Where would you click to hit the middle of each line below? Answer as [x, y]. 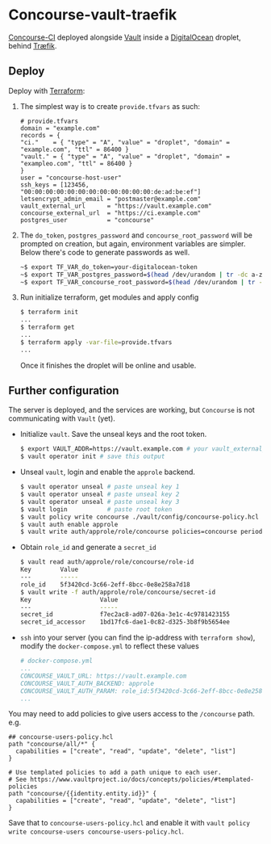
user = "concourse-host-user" [71, 178]
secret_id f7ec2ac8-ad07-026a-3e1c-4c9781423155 [125, 615]
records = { [40, 135]
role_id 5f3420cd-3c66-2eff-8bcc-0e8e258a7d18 [105, 584]
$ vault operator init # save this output [92, 457]
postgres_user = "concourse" [87, 220]
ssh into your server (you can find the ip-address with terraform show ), [138, 638]
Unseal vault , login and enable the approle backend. [108, 472]
